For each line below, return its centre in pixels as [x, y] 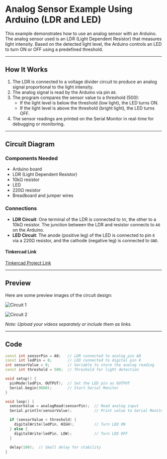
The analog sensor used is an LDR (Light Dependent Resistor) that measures [83, 39]
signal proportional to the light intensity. [53, 87]
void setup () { [21, 379]
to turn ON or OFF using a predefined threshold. [54, 49]
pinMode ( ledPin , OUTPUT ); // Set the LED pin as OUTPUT [70, 383]
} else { [19, 429]
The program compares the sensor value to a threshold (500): [76, 97]
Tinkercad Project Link [28, 263]
